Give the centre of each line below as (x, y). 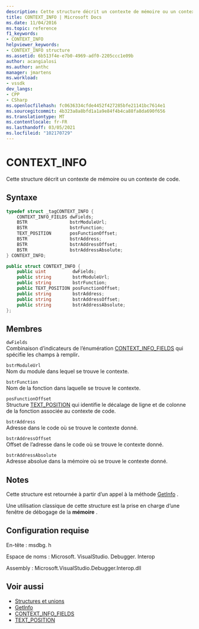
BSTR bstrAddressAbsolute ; (70, 250)
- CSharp (17, 100)
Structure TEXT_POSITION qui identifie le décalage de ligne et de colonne (96, 405)
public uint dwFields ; (57, 272)
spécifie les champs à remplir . (43, 355)
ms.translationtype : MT (36, 116)
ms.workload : (22, 78)
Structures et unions (39, 601)
